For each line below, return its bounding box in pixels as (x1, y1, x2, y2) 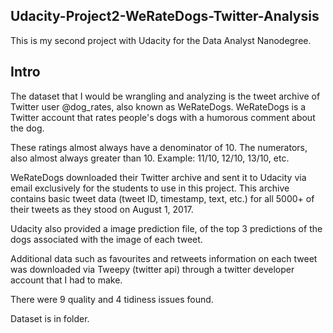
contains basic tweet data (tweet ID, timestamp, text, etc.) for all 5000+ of (10, 192, 315, 204)
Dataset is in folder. (10, 312, 90, 324)
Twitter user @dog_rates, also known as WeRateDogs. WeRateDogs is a (10, 100, 307, 113)
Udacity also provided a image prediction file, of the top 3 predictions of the (10, 222, 323, 234)
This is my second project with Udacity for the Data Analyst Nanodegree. (10, 34, 312, 46)
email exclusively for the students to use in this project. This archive (10, 182, 290, 194)
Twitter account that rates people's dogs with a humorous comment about (10, 111, 316, 123)
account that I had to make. (10, 274, 123, 286)
